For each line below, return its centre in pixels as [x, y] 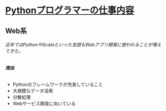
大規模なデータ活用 [33, 91]
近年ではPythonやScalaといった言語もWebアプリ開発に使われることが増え [83, 45]
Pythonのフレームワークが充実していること [58, 85]
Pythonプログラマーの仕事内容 [70, 10]
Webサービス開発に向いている [44, 104]
